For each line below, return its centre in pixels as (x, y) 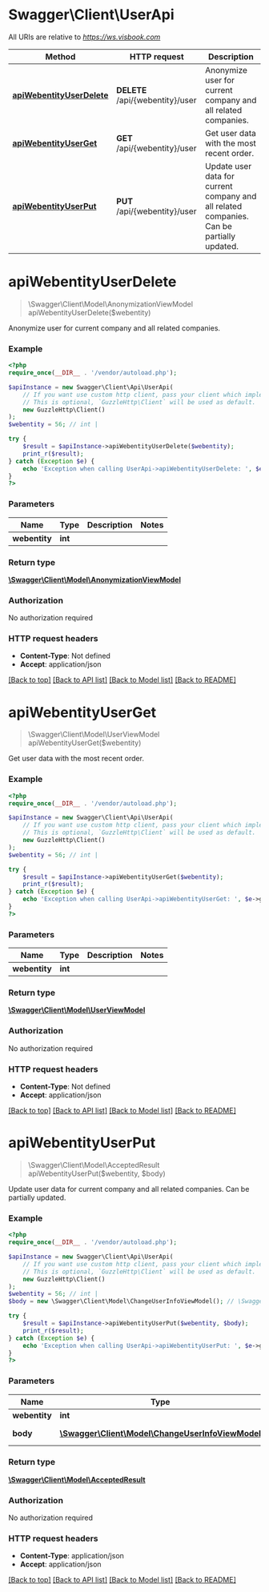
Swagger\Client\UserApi (91, 15)
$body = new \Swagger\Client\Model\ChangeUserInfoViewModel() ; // (121, 1301)
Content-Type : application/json (72, 1556)
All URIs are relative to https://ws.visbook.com (84, 37)
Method (60, 56)
